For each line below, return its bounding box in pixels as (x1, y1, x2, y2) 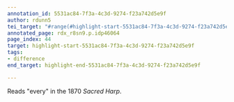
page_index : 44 (7, 36, 52, 43)
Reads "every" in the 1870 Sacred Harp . (7, 87, 122, 95)
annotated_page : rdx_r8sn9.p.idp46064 (7, 29, 120, 37)
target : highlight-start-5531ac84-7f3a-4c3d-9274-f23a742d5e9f (7, 42, 195, 49)
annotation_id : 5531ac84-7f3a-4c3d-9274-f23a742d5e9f (7, 10, 167, 17)
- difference (7, 56, 45, 62)
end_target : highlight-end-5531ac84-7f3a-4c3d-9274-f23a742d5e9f (7, 62, 201, 69)
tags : (7, 49, 23, 56)
